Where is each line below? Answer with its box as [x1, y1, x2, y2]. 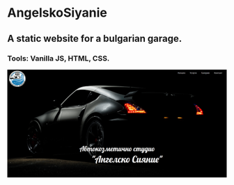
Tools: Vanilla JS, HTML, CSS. [7, 54, 110, 63]
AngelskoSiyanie [7, 5, 108, 21]
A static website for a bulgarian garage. [7, 33, 182, 45]
